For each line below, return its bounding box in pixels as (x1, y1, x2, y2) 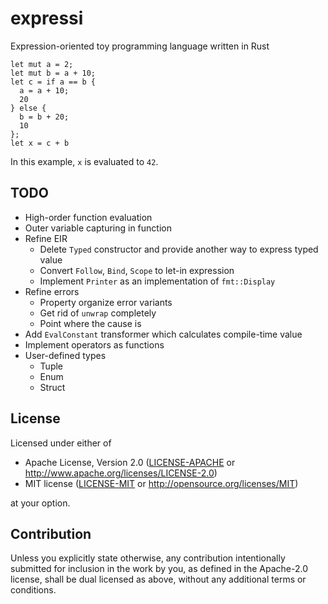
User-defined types (24, 349, 107, 361)
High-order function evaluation (24, 211, 153, 223)
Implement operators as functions (24, 338, 165, 351)
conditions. (10, 584, 57, 596)
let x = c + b (10, 138, 70, 148)
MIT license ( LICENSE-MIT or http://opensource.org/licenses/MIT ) (24, 477, 299, 489)
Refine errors (24, 285, 80, 297)
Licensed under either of (10, 437, 112, 449)
